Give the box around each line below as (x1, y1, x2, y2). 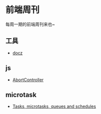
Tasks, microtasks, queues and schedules (12, 103, 96, 109)
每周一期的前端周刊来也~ (5, 21, 55, 27)
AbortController (12, 77, 44, 83)
